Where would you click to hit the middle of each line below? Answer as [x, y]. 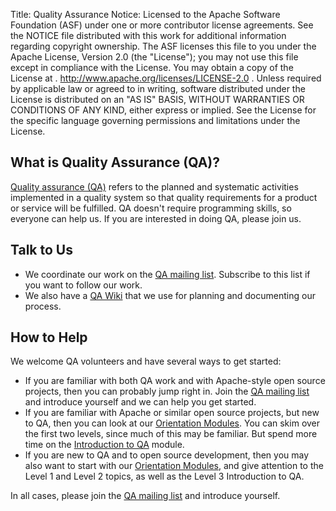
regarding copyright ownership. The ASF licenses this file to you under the [163, 46]
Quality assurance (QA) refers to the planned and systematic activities [154, 186]
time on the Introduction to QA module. [104, 445]
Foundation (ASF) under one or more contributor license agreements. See [162, 25]
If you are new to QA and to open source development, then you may [167, 455]
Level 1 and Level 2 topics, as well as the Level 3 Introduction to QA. [164, 476]
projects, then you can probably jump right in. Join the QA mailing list [167, 391]
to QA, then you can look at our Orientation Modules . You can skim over [172, 423]
